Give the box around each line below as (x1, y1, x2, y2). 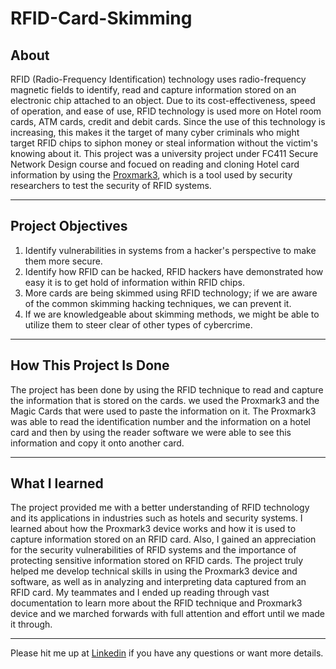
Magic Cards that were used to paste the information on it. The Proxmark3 (10, 405, 317, 417)
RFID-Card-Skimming (10, 7, 193, 30)
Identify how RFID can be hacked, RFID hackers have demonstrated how (24, 265, 324, 277)
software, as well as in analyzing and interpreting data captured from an (10, 576, 307, 588)
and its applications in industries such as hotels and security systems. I (10, 512, 303, 524)
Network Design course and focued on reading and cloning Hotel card (10, 158, 300, 170)
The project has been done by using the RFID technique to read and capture (10, 383, 324, 396)
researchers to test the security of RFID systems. (10, 180, 212, 191)
